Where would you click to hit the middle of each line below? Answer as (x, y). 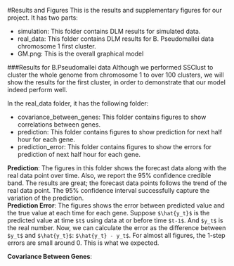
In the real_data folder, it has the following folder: (78, 103)
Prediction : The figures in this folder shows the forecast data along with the (117, 168)
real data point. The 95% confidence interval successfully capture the (109, 190)
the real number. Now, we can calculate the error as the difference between (117, 228)
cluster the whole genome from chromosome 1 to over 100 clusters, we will (116, 75)
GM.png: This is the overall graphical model (80, 53)
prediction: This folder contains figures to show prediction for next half (120, 132)
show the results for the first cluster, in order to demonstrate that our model (117, 82)
